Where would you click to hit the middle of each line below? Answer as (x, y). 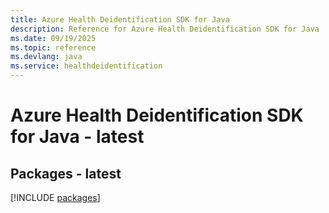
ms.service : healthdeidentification (86, 66)
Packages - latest (66, 173)
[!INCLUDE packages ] (55, 197)
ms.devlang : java (46, 57)
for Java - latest (77, 137)
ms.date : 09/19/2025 (53, 38)
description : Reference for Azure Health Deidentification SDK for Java (165, 29)
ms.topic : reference (53, 47)
